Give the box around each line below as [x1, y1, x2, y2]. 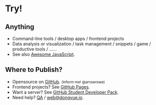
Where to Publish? [5, 66, 63, 74]
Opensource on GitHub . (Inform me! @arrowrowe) [12, 78, 105, 84]
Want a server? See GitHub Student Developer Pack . [12, 89, 119, 95]
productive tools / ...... [12, 46, 57, 52]
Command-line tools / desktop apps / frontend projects [12, 35, 125, 41]
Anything [5, 23, 34, 31]
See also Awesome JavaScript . [12, 51, 75, 57]
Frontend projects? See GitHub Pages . [12, 84, 90, 90]
